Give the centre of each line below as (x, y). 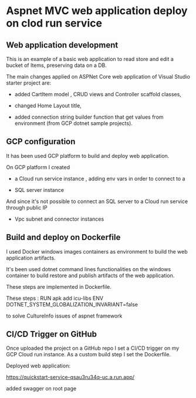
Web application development (62, 45)
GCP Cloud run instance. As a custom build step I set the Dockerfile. (89, 355)
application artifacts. (31, 258)
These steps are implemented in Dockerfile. (59, 286)
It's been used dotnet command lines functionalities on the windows (89, 269)
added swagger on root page (41, 389)
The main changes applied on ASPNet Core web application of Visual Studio (98, 77)
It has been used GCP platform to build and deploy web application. (88, 156)
